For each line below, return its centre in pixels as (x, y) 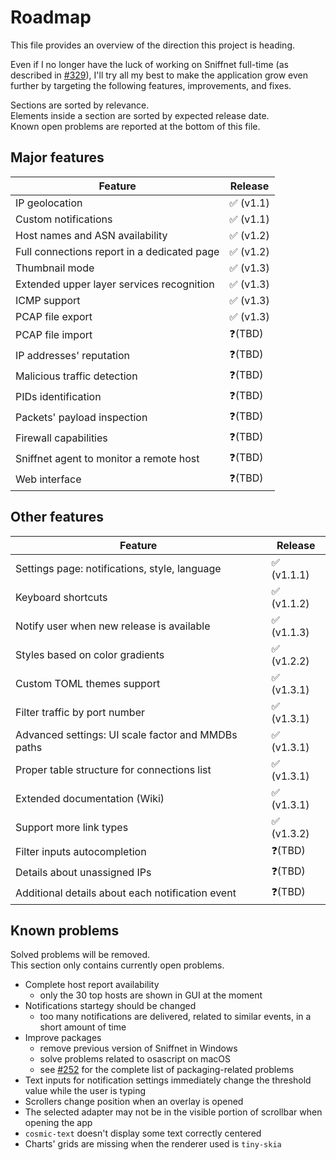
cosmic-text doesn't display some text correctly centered (143, 1133)
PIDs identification (58, 397)
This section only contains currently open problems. (117, 965)
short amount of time (83, 1027)
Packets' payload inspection (81, 418)
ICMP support (48, 300)
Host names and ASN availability (91, 235)
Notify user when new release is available (113, 626)
